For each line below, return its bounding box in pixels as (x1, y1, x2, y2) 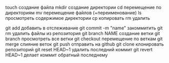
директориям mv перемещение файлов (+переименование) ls (5, 10, 142, 16)
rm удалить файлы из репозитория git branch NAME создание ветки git (5, 30, 160, 36)
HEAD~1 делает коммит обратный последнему (5, 52, 108, 58)
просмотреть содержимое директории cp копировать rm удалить (5, 15, 150, 21)
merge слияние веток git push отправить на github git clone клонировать (5, 41, 164, 47)
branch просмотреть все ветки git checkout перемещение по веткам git (5, 36, 163, 42)
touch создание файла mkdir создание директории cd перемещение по (5, 5, 162, 10)
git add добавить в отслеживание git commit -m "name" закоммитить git (5, 25, 163, 31)
